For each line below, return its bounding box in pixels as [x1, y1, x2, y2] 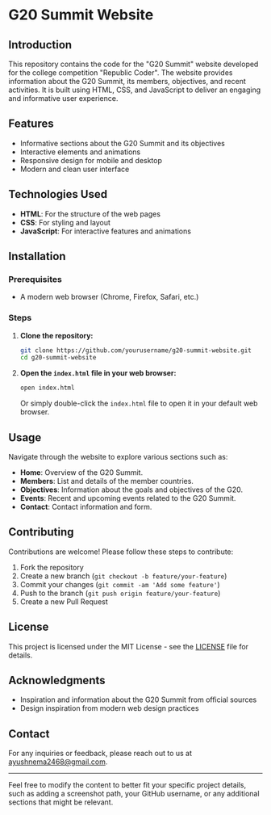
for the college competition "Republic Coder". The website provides [8, 68, 233, 78]
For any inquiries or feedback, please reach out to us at [8, 749, 192, 758]
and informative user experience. [8, 94, 119, 103]
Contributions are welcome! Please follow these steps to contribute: [8, 547, 234, 557]
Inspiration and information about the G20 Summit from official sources [19, 695, 257, 704]
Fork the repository [19, 562, 85, 572]
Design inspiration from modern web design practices [19, 704, 199, 713]
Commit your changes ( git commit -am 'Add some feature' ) [19, 579, 220, 589]
